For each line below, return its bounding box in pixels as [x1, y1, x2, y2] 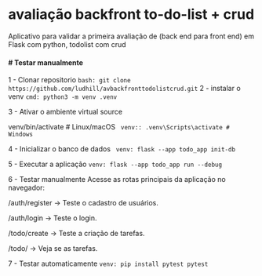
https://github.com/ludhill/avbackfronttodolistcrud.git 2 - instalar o [8, 84, 241, 93]
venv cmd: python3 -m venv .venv [8, 92, 118, 101]
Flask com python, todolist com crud [8, 39, 127, 49]
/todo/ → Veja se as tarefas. [8, 244, 98, 253]
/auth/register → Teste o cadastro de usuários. [8, 198, 158, 208]
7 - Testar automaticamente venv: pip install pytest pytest [8, 259, 209, 268]
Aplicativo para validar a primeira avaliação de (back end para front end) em [8, 31, 255, 41]
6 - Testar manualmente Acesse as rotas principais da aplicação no [8, 175, 226, 184]
